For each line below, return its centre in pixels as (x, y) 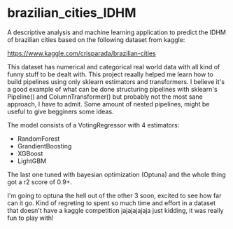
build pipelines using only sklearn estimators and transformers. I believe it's (116, 81)
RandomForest (38, 139)
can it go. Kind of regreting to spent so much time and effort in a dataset (111, 203)
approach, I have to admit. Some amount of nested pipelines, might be (108, 104)
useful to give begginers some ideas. (61, 111)
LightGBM (32, 161)
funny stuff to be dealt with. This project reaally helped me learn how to (110, 74)
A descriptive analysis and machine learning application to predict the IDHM (116, 32)
